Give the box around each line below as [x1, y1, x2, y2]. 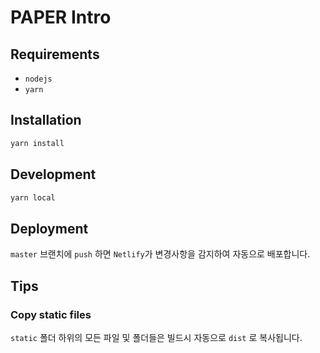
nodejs [24, 74, 53, 84]
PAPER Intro [10, 6, 112, 29]
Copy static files [10, 307, 92, 321]
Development [10, 166, 97, 183]
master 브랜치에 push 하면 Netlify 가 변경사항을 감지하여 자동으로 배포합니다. [10, 248, 311, 260]
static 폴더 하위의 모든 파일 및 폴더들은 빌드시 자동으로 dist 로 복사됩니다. [10, 331, 303, 343]
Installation [10, 112, 82, 129]
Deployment [10, 220, 89, 237]
